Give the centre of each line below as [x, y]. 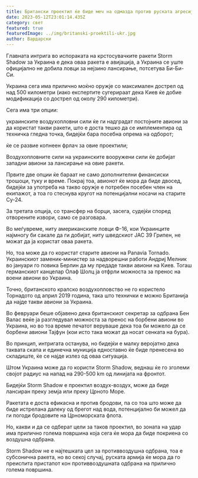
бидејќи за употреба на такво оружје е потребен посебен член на [89, 187]
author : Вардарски [29, 39]
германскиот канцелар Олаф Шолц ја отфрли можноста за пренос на [93, 271]
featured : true [25, 28]
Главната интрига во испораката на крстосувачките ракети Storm [89, 56]
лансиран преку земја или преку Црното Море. [66, 391]
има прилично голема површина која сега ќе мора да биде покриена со [97, 433]
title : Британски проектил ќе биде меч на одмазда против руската [89, 12]
